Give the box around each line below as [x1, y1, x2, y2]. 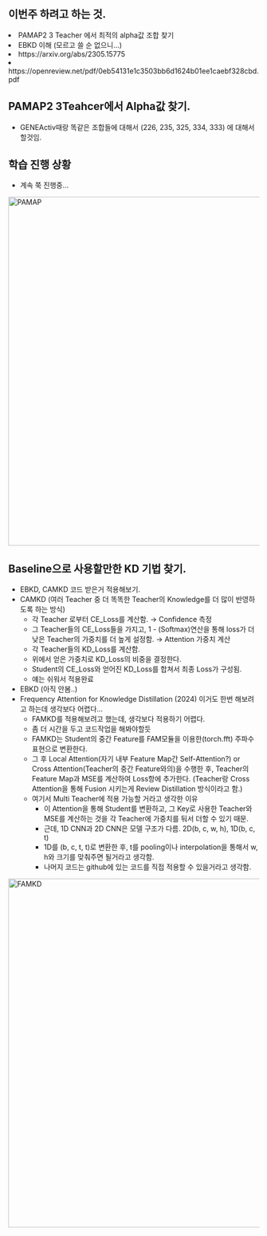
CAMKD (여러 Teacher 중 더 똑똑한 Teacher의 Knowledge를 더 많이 [19, 595, 234, 604]
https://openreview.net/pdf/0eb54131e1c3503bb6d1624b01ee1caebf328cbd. [8, 66, 259, 76]
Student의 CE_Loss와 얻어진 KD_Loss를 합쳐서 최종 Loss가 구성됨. [31, 664, 242, 674]
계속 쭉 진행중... [19, 180, 69, 190]
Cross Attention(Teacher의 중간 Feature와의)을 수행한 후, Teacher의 [31, 764, 249, 773]
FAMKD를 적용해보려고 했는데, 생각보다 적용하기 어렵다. [31, 714, 206, 724]
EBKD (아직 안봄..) [19, 684, 78, 694]
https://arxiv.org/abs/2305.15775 [18, 49, 126, 58]
